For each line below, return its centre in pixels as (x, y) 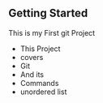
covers (32, 57)
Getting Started (48, 13)
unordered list (43, 92)
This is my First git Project (52, 32)
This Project (40, 49)
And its (32, 74)
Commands (39, 83)
